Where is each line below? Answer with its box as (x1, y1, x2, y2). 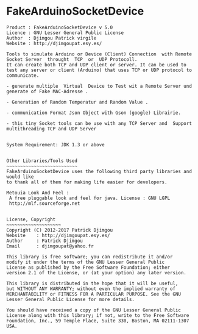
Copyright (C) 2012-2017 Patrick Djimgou (6, 227, 113, 233)
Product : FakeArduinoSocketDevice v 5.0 (6, 24, 113, 30)
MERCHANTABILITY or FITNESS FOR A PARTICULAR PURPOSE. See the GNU (6, 291, 182, 297)
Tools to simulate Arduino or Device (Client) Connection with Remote (6, 51, 192, 57)
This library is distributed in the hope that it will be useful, (6, 280, 179, 286)
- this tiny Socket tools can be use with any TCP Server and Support (6, 120, 192, 126)
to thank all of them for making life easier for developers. (6, 179, 168, 185)
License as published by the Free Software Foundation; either (6, 264, 171, 271)
